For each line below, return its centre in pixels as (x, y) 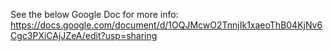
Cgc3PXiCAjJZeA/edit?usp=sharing (84, 35)
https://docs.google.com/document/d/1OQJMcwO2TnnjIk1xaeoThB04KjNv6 (166, 25)
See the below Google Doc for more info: (94, 14)
